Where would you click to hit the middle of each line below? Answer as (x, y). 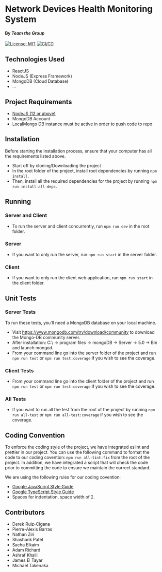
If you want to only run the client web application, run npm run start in (82, 278)
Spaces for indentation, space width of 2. (53, 497)
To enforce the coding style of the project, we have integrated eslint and (77, 447)
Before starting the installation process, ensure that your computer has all (78, 151)
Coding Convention (35, 435)
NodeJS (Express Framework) (42, 76)
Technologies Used (35, 59)
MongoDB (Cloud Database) (40, 81)
